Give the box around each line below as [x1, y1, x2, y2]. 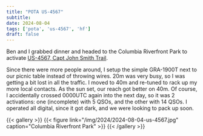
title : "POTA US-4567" [6, 8, 64, 15]
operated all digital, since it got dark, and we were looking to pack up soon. [6, 105, 194, 112]
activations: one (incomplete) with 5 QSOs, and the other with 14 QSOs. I [6, 98, 187, 106]
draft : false [6, 31, 39, 37]
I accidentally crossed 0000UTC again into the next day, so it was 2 [6, 92, 175, 99]
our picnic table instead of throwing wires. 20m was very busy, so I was [6, 73, 185, 80]
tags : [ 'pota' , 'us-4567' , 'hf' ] [6, 25, 91, 32]
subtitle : [6, 15, 32, 21]
